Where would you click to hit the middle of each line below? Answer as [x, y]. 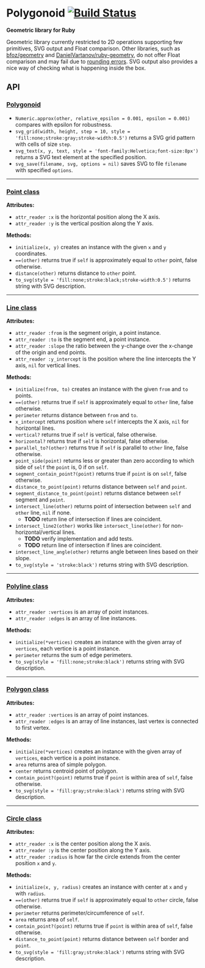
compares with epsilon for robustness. [63, 124]
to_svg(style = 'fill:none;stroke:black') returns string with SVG [100, 661]
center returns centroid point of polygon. [67, 771]
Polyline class [27, 587]
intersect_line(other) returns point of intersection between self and [103, 506]
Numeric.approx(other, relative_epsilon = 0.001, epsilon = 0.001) [103, 118]
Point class [23, 192]
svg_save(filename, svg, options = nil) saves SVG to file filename [101, 163]
